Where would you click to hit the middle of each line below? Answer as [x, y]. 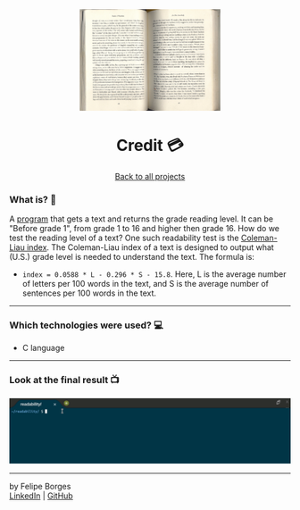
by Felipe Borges [40, 486]
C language [43, 348]
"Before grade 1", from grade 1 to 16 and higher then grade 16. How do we [144, 229]
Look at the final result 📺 [65, 380]
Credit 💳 [150, 145]
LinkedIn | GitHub [41, 496]
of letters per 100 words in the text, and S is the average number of [146, 284]
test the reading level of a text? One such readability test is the [124, 238]
